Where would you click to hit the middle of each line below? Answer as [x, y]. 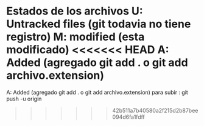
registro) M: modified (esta [76, 37]
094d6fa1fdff [128, 117]
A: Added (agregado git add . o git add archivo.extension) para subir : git [97, 92]
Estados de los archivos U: [75, 11]
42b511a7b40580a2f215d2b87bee [155, 110]
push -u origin [24, 99]
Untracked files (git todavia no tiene [99, 24]
